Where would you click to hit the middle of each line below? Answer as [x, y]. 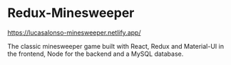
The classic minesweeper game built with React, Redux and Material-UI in [116, 46]
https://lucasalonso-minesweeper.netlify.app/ [74, 32]
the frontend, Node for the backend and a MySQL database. [96, 54]
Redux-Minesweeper [71, 13]
